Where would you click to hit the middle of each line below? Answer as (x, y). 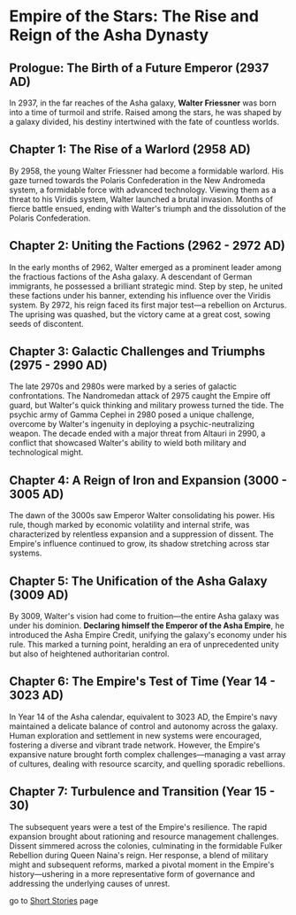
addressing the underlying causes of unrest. (90, 883)
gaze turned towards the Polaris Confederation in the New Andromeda (137, 180)
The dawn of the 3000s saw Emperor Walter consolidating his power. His (142, 516)
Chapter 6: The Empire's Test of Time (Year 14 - (142, 682)
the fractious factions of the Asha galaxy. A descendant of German (131, 276)
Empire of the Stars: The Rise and (134, 16)
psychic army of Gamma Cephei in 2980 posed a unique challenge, (132, 415)
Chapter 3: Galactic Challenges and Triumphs (137, 352)
